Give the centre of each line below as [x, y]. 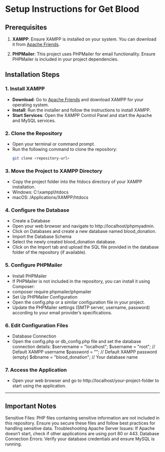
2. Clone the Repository [34, 133]
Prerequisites [26, 27]
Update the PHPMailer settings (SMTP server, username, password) [81, 307]
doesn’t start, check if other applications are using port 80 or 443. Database [82, 434]
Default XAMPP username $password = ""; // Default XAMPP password [84, 352]
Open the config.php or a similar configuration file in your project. [79, 302]
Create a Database [31, 221]
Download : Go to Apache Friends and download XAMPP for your [78, 99]
